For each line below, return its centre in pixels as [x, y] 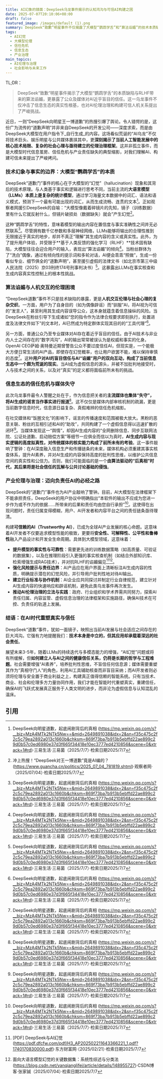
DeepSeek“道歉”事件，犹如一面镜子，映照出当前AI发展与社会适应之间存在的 [81, 629]
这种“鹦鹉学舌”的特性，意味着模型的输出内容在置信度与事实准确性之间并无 [80, 224]
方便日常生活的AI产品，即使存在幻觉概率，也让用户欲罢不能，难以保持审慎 [84, 352]
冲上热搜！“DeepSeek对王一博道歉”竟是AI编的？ [61, 760]
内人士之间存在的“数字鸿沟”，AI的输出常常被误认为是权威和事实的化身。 [77, 339]
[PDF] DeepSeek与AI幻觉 [37, 1038]
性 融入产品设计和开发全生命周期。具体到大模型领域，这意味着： [69, 539]
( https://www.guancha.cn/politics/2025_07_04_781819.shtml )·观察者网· [82, 766]
